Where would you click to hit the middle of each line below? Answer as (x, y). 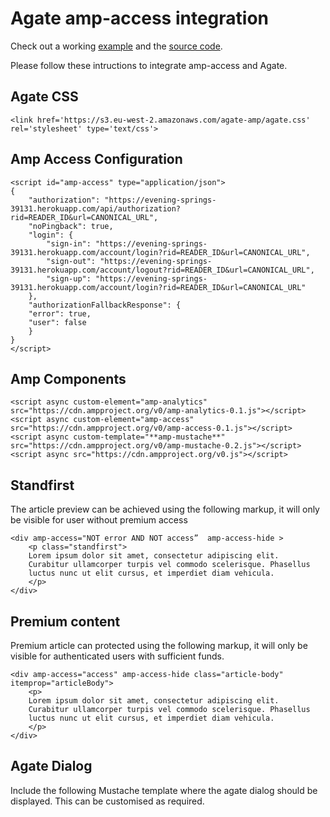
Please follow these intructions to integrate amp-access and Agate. (149, 65)
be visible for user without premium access (99, 520)
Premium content (65, 621)
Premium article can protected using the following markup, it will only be (159, 645)
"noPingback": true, (71, 226)
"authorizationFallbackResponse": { (105, 305)
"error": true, (60, 313)
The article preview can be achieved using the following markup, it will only (165, 509)
